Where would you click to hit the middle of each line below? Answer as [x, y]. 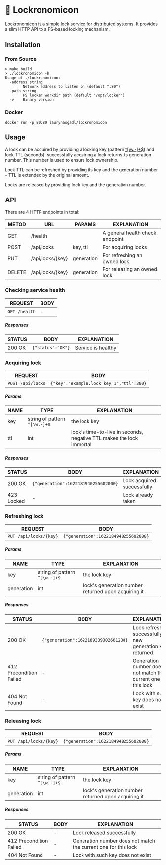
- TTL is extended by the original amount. [47, 175]
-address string [26, 82]
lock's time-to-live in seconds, [107, 432]
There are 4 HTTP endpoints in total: [42, 212]
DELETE [17, 272]
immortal [81, 445]
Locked [16, 501]
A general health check [129, 233]
